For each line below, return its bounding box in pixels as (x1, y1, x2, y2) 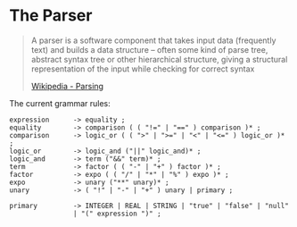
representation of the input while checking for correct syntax (30, 63, 255, 74)
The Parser (9, 5, 93, 26)
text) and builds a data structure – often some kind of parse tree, (30, 44, 268, 55)
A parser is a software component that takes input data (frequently (30, 35, 276, 46)
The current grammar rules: (9, 97, 111, 108)
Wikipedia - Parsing (30, 80, 104, 91)
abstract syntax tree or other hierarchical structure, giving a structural (30, 54, 288, 64)
